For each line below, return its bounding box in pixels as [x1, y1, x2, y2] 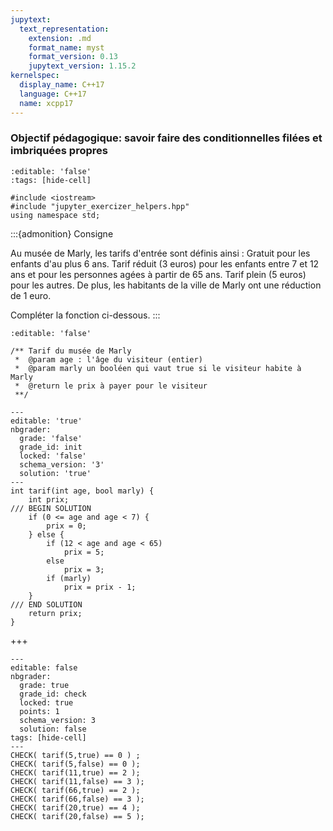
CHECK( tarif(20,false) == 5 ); [10, 811, 145, 821]
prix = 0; [46, 521, 87, 531]
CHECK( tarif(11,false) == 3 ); [10, 776, 145, 786]
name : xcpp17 [19, 98, 74, 108]
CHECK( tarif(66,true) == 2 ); [10, 785, 141, 795]
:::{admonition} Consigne [10, 227, 114, 240]
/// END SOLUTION [10, 599, 83, 610]
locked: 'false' [19, 451, 87, 461]
